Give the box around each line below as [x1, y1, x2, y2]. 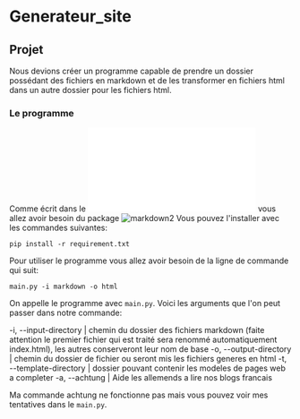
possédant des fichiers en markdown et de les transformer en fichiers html [9, 75, 285, 86]
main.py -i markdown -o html [9, 282, 118, 292]
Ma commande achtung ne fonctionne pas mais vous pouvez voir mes [9, 389, 269, 400]
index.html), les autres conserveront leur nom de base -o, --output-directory [9, 344, 292, 355]
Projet [9, 42, 44, 57]
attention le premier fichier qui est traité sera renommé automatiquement [9, 334, 278, 346]
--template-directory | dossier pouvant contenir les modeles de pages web [9, 363, 287, 373]
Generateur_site [9, 6, 132, 27]
